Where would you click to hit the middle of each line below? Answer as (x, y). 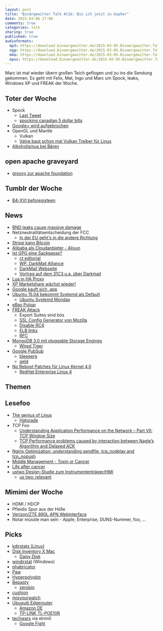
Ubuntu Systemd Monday (45, 299)
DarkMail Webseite (38, 268)
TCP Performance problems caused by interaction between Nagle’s (87, 441)
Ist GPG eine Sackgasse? (37, 253)
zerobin (27, 587)
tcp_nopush (24, 456)
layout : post (18, 9)
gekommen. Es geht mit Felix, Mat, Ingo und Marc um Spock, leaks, (72, 78)
